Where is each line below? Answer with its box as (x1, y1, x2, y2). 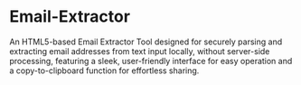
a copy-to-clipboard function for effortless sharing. (9, 65, 200, 76)
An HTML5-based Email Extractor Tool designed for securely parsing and (9, 36, 283, 47)
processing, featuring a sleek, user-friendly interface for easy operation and (9, 55, 293, 66)
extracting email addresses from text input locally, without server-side (9, 45, 270, 56)
